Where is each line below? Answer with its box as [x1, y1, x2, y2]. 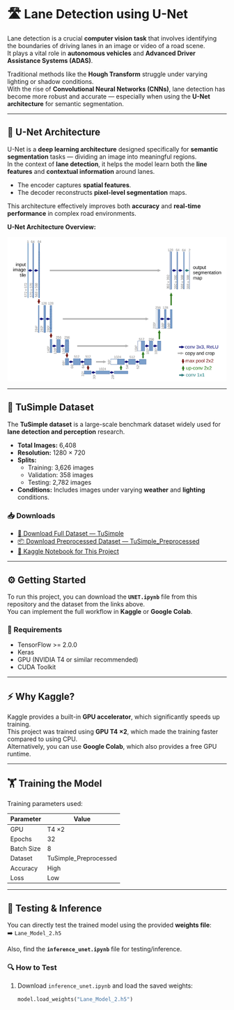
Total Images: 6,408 [17, 441, 77, 449]
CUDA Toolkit [17, 663, 56, 671]
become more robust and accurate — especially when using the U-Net [7, 92, 210, 101]
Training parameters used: [7, 799, 83, 807]
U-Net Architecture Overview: [7, 222, 96, 231]
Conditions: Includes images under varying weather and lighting [17, 485, 205, 494]
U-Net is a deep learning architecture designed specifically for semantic [7, 145, 219, 153]
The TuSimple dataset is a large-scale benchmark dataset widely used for [7, 420, 221, 428]
